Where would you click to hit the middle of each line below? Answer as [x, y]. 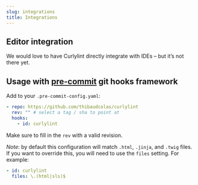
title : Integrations [32, 17]
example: [17, 159]
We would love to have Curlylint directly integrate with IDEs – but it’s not [95, 56]
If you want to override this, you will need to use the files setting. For [93, 153]
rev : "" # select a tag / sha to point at [66, 112]
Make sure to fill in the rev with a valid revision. [64, 135]
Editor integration [40, 42]
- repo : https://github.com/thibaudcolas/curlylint [72, 107]
